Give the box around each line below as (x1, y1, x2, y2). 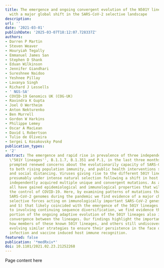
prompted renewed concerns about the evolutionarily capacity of (9, 162, 145, 167)
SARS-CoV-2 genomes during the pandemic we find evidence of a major (9, 194, 154, 199)
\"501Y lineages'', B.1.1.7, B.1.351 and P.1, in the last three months (9, 157, 161, 162)
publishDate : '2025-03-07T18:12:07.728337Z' (5, 30, 97, 35)
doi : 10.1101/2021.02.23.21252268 (5, 244, 76, 249)
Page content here (5, 258, 42, 264)
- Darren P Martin (5, 39, 42, 44)
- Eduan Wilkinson (5, 62, 42, 67)
